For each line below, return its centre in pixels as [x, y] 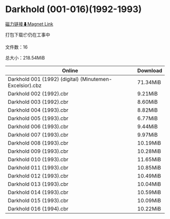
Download [150, 70]
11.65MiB [149, 159]
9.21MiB [147, 94]
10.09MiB [149, 200]
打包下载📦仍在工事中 [28, 34]
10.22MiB [149, 208]
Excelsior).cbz [25, 85]
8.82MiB [147, 110]
